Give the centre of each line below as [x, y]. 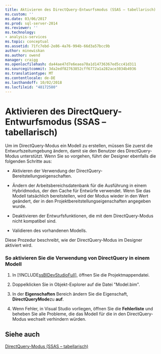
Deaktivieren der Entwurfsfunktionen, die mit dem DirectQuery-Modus [83, 216]
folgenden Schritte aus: [29, 161]
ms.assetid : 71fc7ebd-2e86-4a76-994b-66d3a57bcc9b [58, 46]
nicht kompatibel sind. [34, 221]
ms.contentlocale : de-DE [30, 78]
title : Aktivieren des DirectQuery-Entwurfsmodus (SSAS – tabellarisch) [80, 10]
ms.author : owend [23, 55]
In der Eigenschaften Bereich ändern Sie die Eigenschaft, [70, 294]
